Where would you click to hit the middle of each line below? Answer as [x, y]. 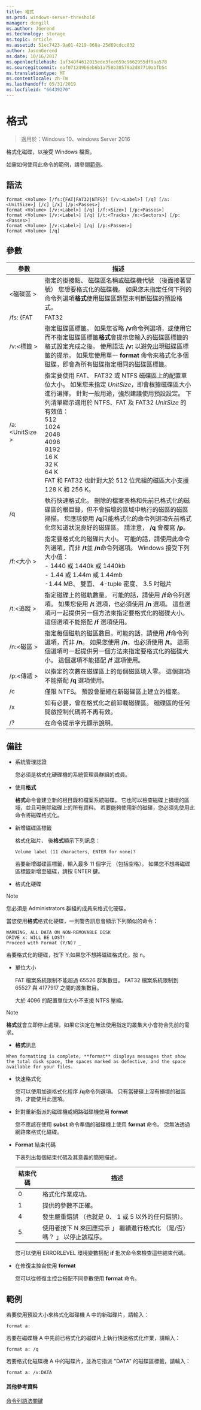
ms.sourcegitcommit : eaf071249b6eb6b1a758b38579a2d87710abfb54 [87, 67]
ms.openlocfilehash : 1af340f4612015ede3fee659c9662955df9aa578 [87, 62]
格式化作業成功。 [66, 1194]
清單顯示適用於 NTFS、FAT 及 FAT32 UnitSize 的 [118, 403]
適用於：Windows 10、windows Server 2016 [75, 139]
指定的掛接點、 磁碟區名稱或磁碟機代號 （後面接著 [115, 280]
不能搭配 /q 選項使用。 [76, 681]
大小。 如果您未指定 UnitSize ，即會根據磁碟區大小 [121, 385]
